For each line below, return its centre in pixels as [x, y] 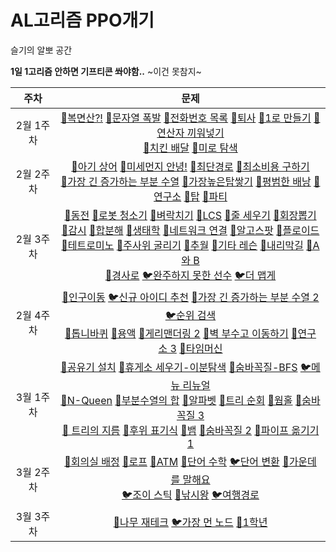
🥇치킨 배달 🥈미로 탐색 [190, 148]
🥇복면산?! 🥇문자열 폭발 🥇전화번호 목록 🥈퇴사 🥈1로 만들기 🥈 [190, 118]
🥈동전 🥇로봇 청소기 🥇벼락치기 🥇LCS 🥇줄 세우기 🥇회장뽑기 [190, 215]
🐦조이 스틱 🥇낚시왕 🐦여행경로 [190, 494]
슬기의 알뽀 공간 [41, 50]
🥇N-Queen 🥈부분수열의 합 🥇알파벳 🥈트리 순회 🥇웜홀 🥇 [181, 400]
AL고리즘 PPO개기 [82, 20]
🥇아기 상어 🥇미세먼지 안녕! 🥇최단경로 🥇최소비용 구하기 [190, 166]
